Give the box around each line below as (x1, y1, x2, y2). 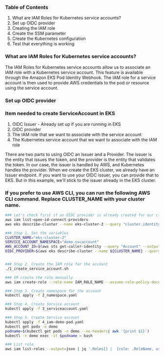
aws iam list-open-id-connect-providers (5, 217, 89, 222)
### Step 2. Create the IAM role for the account (5, 262, 108, 267)
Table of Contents (5, 4, 49, 11)
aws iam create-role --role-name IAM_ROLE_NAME (5, 279, 104, 284)
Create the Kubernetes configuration (12, 36, 86, 41)
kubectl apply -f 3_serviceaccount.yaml (5, 306, 89, 311)
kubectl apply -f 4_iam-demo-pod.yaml (5, 319, 84, 324)
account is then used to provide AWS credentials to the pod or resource (5, 79, 149, 85)
